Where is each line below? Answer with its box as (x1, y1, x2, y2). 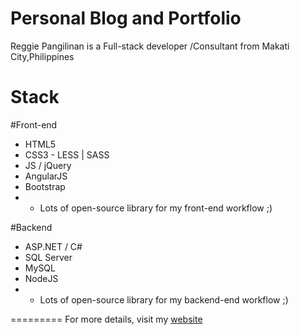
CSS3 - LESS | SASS (24, 148, 110, 161)
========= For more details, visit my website (10, 313, 203, 325)
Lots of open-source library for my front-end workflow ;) (39, 202, 273, 214)
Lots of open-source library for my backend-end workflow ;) (39, 293, 289, 306)
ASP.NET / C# (24, 240, 83, 252)
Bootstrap (24, 180, 66, 192)
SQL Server (24, 251, 73, 263)
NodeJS (24, 272, 59, 284)
